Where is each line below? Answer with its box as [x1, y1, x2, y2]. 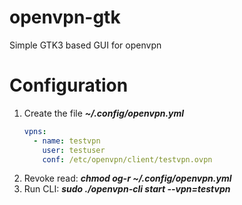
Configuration [9, 74, 129, 97]
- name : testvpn [33, 136, 101, 146]
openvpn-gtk [9, 6, 121, 29]
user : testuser [42, 145, 106, 155]
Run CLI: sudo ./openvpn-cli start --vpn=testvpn [23, 183, 231, 195]
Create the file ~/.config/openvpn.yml [23, 107, 185, 119]
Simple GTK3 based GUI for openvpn [9, 39, 162, 51]
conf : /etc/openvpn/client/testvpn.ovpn [42, 154, 213, 165]
